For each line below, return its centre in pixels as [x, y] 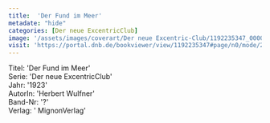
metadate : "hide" [37, 23]
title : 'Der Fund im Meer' [55, 16]
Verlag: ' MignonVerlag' [47, 111]
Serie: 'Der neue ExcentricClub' [60, 77]
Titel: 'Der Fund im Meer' [49, 68]
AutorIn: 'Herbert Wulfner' [51, 93]
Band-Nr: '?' [29, 102]
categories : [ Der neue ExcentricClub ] [73, 30]
